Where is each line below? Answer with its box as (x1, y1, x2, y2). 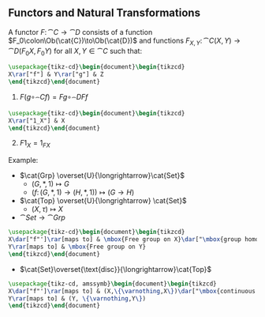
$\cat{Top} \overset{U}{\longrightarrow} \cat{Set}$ (19, 196, 187, 206)
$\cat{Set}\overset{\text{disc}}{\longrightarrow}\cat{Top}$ (19, 264, 212, 274)
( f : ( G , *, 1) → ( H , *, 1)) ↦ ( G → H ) (31, 187, 135, 197)
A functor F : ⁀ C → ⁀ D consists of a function (8, 27, 153, 36)
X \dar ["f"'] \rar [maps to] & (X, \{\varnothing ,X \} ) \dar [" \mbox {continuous (8, 287, 256, 295)
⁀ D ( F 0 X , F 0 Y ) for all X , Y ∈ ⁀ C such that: (8, 46, 143, 58)
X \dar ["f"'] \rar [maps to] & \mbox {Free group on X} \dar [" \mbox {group (8, 236, 242, 243)
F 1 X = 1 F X (19, 138, 50, 149)
